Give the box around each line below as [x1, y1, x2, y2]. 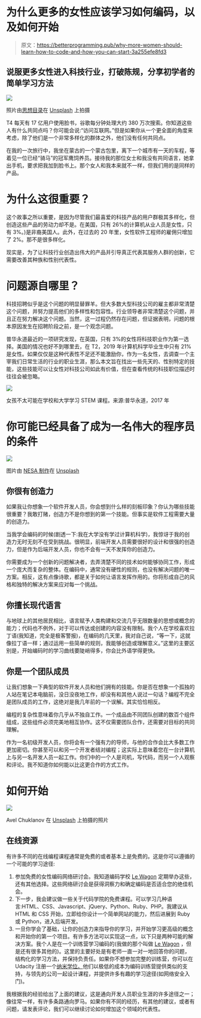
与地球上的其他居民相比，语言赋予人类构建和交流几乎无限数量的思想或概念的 [6, 617, 195, 624]
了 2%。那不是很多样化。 [6, 236, 69, 243]
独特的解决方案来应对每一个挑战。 [16, 581, 100, 588]
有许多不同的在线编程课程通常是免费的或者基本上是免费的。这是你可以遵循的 [6, 852, 195, 859]
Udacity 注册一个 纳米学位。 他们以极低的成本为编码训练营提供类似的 [14, 962, 182, 970]
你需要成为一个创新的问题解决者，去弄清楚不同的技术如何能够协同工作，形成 [6, 558, 195, 566]
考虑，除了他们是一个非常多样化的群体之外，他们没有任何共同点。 [6, 134, 169, 141]
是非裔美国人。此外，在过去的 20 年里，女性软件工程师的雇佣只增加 [26, 228, 193, 235]
